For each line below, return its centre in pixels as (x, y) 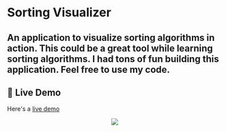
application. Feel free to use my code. (89, 69)
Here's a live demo (33, 109)
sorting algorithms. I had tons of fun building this (113, 59)
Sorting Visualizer (59, 13)
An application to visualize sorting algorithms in (111, 38)
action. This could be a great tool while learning (110, 48)
